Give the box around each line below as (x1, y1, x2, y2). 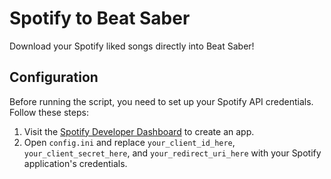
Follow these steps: (9, 106, 89, 118)
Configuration (9, 69, 99, 86)
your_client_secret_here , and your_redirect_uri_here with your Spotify (23, 147, 322, 159)
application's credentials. (23, 157, 128, 169)
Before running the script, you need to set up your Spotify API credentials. (9, 95, 314, 107)
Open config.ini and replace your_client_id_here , (23, 136, 236, 148)
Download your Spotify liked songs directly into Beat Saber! (9, 40, 255, 52)
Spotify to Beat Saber (9, 7, 191, 30)
